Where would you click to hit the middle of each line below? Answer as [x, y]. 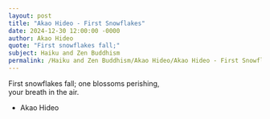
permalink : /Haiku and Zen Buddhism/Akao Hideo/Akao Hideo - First [124, 61]
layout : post [30, 16]
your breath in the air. [44, 92]
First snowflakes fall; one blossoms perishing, [84, 83]
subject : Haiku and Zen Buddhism [64, 53]
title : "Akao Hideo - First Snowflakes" [77, 23]
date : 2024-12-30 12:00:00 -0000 [64, 31]
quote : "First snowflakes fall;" [64, 46]
